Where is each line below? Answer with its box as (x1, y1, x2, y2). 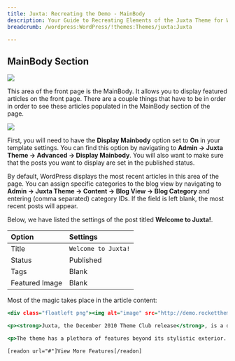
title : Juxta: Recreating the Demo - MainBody (7, 10, 145, 18)
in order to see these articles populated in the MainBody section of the (7, 102, 211, 111)
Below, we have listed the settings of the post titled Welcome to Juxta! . (7, 215, 213, 224)
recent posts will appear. (7, 202, 78, 210)
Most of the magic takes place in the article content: (7, 296, 157, 305)
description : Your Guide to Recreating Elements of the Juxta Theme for (7, 17, 224, 24)
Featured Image (10, 278, 63, 288)
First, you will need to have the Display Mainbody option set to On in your (7, 136, 220, 144)
